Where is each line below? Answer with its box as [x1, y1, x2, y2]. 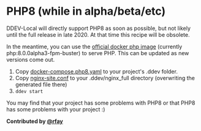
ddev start [15, 88, 44, 94]
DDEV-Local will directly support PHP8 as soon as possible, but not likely [6, 24, 191, 32]
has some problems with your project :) [6, 105, 105, 113]
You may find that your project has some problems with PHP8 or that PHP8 [6, 99, 195, 107]
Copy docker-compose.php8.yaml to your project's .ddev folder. [15, 67, 178, 75]
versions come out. [6, 56, 55, 63]
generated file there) [15, 81, 67, 88]
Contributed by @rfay [6, 118, 63, 125]
